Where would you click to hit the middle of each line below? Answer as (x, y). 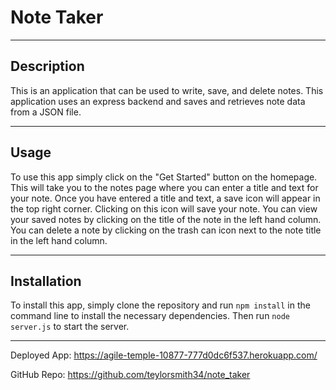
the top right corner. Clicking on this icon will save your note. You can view (164, 208)
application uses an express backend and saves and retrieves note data (158, 101)
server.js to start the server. (70, 327)
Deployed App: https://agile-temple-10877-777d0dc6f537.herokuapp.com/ (164, 355)
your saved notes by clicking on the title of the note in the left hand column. (166, 219)
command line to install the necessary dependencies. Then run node (150, 316)
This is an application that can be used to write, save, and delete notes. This (167, 90)
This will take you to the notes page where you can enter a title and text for (164, 187)
